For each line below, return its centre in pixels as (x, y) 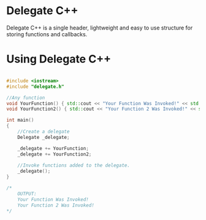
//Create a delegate (44, 132)
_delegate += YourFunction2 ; (55, 154)
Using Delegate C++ (59, 59)
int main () (20, 120)
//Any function (26, 98)
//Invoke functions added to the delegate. (74, 166)
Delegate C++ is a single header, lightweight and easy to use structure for (100, 28)
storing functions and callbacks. (47, 34)
